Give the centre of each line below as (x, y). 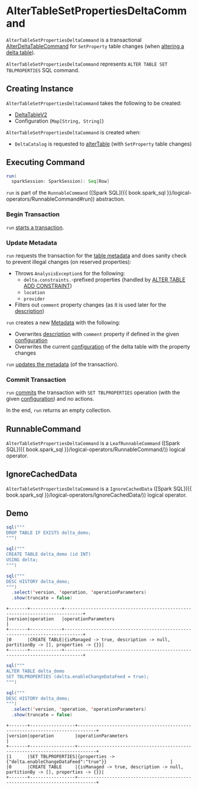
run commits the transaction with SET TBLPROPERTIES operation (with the (93, 392)
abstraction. (111, 199)
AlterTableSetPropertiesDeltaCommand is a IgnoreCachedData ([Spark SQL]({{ (99, 488)
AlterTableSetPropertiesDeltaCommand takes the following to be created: (94, 103)
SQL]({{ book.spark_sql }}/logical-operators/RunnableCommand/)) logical (96, 450)
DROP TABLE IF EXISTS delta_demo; (49, 533)
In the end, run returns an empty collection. (59, 410)
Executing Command (46, 162)
